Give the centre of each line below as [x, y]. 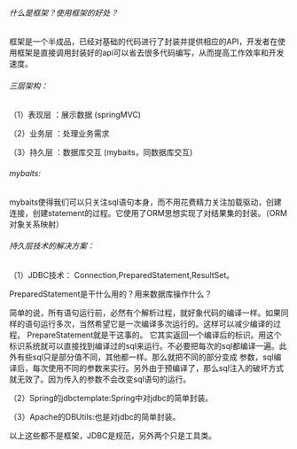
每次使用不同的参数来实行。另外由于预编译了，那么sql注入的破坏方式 [158, 368]
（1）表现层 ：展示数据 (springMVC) [75, 115]
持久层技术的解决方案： [52, 246]
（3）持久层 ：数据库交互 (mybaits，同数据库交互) [101, 152]
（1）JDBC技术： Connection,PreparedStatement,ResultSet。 [122, 275]
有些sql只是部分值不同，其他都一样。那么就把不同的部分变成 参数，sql [145, 357]
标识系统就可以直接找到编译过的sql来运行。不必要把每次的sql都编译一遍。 [144, 345]
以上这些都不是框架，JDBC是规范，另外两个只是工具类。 [113, 435]
